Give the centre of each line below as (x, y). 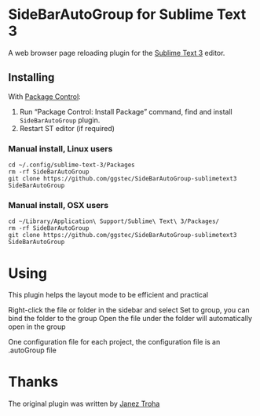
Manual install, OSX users (58, 205)
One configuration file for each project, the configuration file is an (114, 342)
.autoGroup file (32, 350)
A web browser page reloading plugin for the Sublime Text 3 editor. (117, 53)
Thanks (33, 382)
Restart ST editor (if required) (67, 128)
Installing (31, 77)
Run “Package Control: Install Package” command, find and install (126, 111)
